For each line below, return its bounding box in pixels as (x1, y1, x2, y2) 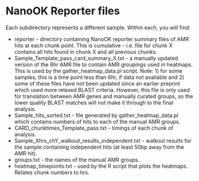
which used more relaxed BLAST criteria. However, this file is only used (14, 86, 190, 93)
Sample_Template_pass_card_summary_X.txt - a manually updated (14, 54, 179, 62)
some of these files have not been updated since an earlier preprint (14, 79, 180, 87)
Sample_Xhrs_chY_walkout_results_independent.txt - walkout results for (14, 137, 192, 144)
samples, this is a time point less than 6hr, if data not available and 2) (14, 73, 185, 81)
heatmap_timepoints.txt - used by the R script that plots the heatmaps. (14, 162, 188, 170)
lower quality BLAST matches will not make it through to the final (14, 99, 174, 106)
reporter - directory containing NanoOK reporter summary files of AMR (14, 35, 189, 42)
